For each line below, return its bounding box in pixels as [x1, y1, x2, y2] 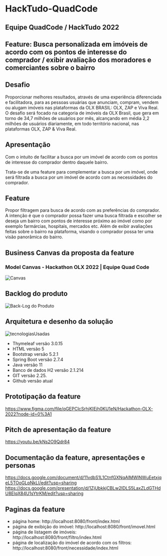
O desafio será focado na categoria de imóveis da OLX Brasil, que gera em [5, 110, 159, 116]
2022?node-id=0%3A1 [5, 411, 52, 417]
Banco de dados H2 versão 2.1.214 [12, 367, 84, 373]
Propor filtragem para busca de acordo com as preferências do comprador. [5, 207, 160, 213]
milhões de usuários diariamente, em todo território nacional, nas [5, 120, 139, 126]
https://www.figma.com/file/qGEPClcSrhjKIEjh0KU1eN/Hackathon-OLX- [5, 405, 153, 411]
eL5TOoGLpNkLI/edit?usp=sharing [5, 480, 77, 486]
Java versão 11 [12, 362, 43, 368]
